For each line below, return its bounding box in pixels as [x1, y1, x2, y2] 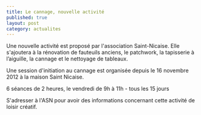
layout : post [6, 20, 39, 26]
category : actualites [6, 25, 61, 32]
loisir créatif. [6, 103, 38, 111]
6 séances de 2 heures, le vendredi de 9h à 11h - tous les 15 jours [6, 85, 169, 93]
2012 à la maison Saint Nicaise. [6, 73, 84, 80]
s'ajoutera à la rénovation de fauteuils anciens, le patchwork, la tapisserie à [6, 49, 194, 56]
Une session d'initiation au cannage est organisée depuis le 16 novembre [6, 67, 189, 74]
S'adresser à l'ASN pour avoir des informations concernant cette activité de [6, 97, 196, 104]
